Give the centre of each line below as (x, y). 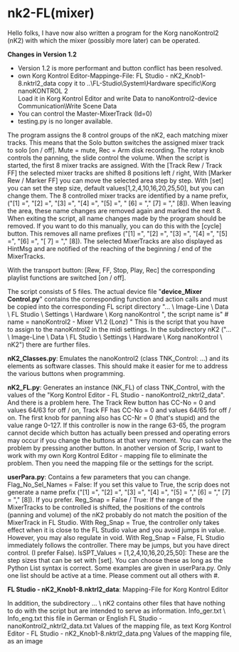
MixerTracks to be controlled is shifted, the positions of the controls (106, 507)
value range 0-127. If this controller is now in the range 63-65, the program (117, 425)
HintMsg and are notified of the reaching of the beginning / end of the (110, 248)
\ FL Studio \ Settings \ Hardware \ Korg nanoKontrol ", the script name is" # (118, 314)
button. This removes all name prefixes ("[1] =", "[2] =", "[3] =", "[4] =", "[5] (117, 233)
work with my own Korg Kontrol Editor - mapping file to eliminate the (107, 455)
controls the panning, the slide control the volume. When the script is (108, 158)
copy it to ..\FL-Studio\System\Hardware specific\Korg (137, 83)
